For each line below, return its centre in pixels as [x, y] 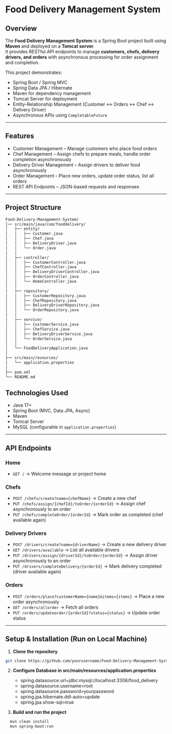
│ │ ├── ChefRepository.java [41, 301]
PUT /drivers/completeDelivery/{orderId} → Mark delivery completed [87, 566]
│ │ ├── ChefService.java [38, 329]
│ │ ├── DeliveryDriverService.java [49, 334]
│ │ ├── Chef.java [29, 239]
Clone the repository [35, 651]
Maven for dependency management [52, 93]
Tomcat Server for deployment [45, 99]
